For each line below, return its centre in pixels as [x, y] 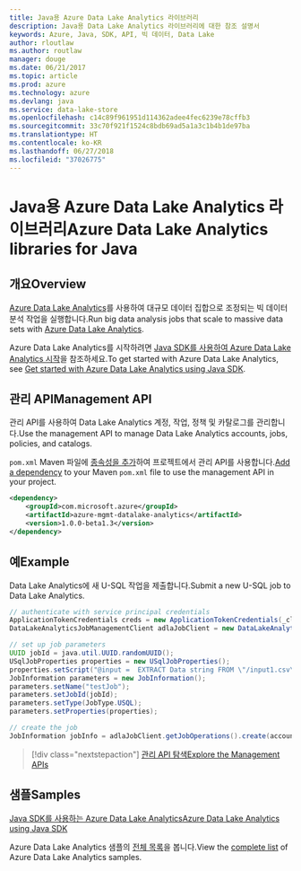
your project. [33, 482]
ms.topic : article [43, 76]
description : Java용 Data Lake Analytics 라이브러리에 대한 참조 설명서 [134, 26]
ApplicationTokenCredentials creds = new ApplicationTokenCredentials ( [146, 620]
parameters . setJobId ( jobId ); [64, 695]
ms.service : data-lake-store [64, 110]
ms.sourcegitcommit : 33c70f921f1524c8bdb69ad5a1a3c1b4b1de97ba [130, 127]
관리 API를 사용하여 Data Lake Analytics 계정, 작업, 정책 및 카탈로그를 [132, 422]
